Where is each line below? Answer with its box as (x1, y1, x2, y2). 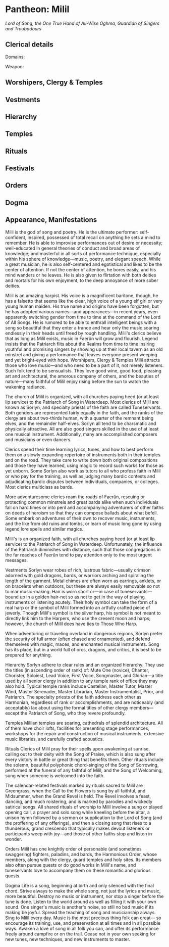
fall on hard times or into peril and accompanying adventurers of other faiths (5, 504, 164, 510)
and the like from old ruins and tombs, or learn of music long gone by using (5, 520, 161, 527)
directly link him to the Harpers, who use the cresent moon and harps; (5, 615, 151, 621)
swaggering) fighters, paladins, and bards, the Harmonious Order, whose (5, 851, 157, 857)
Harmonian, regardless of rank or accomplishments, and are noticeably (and (5, 699, 164, 705)
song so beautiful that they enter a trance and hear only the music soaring (5, 324, 159, 330)
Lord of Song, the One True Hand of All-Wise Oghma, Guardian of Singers (5, 20, 160, 26)
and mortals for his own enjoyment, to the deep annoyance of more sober (5, 277, 159, 283)
